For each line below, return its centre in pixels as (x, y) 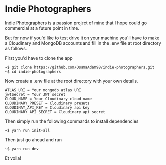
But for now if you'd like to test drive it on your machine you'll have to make (82, 38)
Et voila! (13, 158)
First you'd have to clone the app (39, 58)
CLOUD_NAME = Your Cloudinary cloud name (49, 99)
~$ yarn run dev (22, 149)
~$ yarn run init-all (28, 130)
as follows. (16, 48)
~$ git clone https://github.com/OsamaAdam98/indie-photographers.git (80, 67)
